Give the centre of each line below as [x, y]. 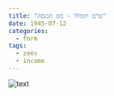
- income [30, 61]
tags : [17, 46]
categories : [28, 31]
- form [27, 38]
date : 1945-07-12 [38, 23]
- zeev [27, 53]
